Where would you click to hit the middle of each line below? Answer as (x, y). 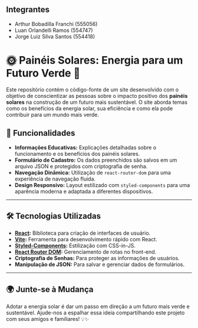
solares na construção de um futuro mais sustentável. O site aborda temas (97, 102)
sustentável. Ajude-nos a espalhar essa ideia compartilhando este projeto (95, 313)
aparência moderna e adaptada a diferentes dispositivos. (84, 191)
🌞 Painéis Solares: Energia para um (95, 60)
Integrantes (28, 10)
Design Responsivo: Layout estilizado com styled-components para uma (102, 185)
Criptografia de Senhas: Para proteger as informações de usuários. (97, 258)
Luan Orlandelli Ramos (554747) (54, 30)
